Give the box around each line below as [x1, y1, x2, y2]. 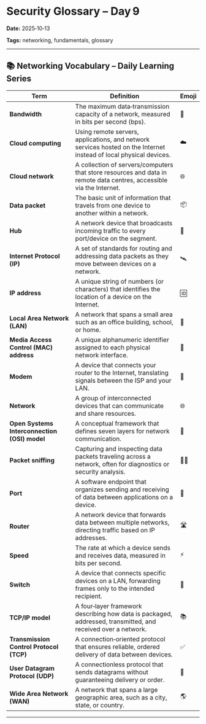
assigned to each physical [75, 343, 150, 351]
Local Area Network [9, 314, 69, 322]
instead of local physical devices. [75, 150, 171, 159]
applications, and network [75, 135, 150, 144]
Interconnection [9, 427, 57, 435]
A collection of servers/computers [75, 160, 174, 169]
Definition [110, 91, 140, 100]
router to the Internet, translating [75, 368, 169, 377]
